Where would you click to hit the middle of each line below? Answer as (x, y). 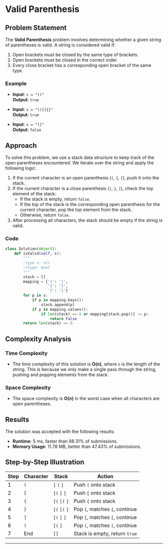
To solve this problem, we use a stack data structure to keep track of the (80, 157)
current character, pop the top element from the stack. (76, 210)
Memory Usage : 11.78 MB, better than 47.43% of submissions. (77, 446)
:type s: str (37, 263)
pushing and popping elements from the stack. (60, 374)
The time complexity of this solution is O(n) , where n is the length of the (86, 364)
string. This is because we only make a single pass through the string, (84, 369)
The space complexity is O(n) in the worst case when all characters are (86, 398)
